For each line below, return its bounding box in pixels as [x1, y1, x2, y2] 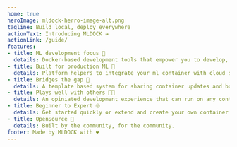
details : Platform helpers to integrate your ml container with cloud [13, 69, 226, 76]
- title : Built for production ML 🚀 [7, 63, 115, 70]
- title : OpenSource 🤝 [7, 115, 74, 122]
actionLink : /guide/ [7, 37, 68, 44]
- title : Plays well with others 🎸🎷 [7, 89, 115, 96]
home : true [7, 10, 39, 18]
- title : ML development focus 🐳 [7, 50, 106, 57]
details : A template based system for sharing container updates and [13, 83, 222, 90]
